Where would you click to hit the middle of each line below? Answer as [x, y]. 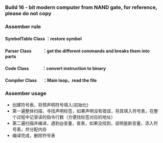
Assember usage [26, 94]
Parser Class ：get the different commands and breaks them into [78, 51]
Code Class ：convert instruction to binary [56, 68]
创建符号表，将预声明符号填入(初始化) [50, 105]
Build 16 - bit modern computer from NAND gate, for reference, [81, 7]
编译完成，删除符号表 [34, 135]
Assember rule [23, 26]
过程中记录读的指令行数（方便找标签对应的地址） [66, 117]
